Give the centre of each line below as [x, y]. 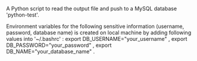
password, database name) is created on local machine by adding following [99, 33]
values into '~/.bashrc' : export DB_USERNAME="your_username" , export [97, 39]
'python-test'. [23, 15]
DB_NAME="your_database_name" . [51, 52]
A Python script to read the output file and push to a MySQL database [92, 9]
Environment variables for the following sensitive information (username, [95, 26]
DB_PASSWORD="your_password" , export [59, 45]
